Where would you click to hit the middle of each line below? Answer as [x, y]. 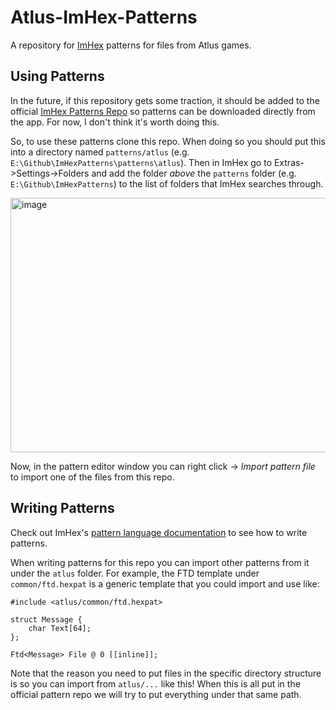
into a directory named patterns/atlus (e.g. [100, 152]
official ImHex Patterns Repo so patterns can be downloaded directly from [163, 111]
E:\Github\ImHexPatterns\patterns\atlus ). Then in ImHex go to [141, 162]
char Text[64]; [60, 628]
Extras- [289, 162]
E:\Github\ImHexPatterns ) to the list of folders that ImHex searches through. [167, 183]
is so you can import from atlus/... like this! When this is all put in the [155, 683]
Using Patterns [57, 76]
